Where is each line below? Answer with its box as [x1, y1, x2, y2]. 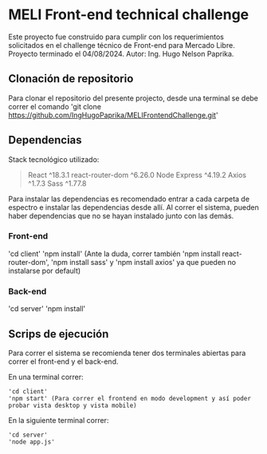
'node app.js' [8, 437, 56, 446]
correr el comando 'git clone [8, 101, 102, 111]
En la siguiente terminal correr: [8, 415, 109, 424]
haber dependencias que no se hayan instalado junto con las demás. [8, 211, 234, 220]
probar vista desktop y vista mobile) [8, 401, 137, 409]
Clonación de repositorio [8, 72, 134, 85]
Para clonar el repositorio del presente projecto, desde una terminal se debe [8, 93, 259, 103]
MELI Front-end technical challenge [8, 6, 249, 24]
